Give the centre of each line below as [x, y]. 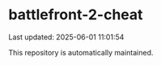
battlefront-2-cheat [76, 15]
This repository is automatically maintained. [81, 52]
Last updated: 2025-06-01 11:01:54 [66, 37]
